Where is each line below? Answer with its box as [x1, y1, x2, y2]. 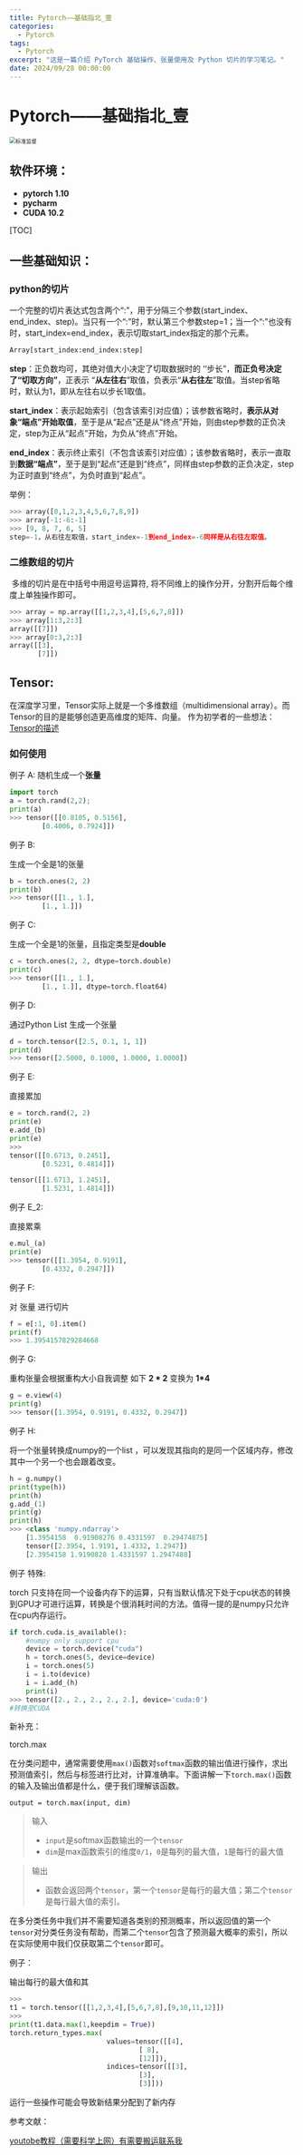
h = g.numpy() [9, 1474, 63, 1483]
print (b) [9, 885, 43, 894]
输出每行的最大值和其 [9, 1976, 89, 1987]
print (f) [9, 1328, 43, 1337]
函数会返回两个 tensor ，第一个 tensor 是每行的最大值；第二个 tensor [44, 1885, 293, 1896]
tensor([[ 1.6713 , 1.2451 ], [9, 1175, 111, 1185]
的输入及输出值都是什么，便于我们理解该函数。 [9, 1780, 184, 1791]
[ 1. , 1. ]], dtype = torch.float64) [42, 981, 168, 991]
